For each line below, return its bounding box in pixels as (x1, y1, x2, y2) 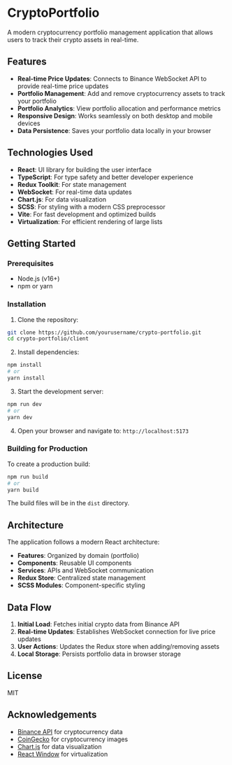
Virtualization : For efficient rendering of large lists (17, 217, 163, 225)
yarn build (7, 486, 39, 493)
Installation (7, 300, 47, 309)
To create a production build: (7, 460, 91, 468)
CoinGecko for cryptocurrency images (17, 735, 128, 743)
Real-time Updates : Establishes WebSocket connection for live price (17, 628, 216, 636)
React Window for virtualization (17, 750, 108, 758)
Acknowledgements (7, 709, 97, 721)
